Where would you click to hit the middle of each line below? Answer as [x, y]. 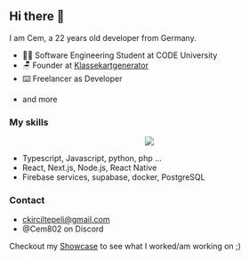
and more [40, 99]
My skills [29, 122]
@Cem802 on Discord [63, 229]
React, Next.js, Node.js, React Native [89, 168]
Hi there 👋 [37, 16]
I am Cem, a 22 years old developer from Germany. [103, 37]
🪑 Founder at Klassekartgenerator [85, 65]
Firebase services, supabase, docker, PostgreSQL [114, 177]
